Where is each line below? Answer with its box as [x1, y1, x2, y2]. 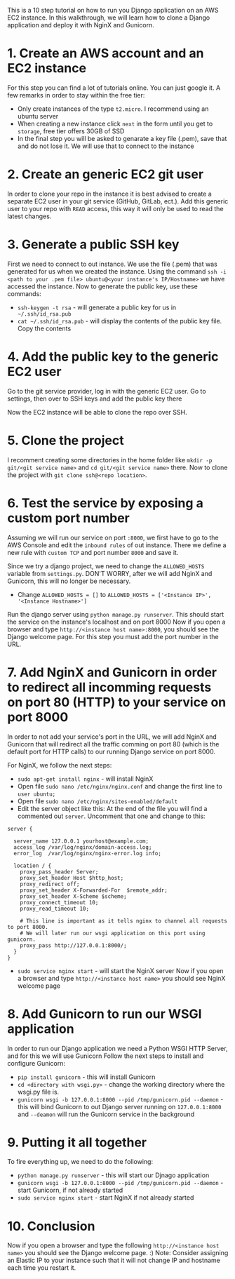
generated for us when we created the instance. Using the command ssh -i [7, 267, 227, 276]
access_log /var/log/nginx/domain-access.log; [13, 843, 152, 851]
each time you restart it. [7, 1264, 76, 1272]
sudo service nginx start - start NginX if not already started [17, 1193, 194, 1202]
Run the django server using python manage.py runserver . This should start [7, 610, 224, 618]
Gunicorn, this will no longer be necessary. [7, 577, 131, 585]
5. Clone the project [7, 432, 124, 448]
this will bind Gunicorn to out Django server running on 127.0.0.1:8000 [17, 1102, 222, 1111]
